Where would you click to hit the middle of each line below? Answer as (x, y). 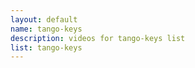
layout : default (44, 19)
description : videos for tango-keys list (98, 38)
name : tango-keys (46, 29)
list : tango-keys (46, 47)
